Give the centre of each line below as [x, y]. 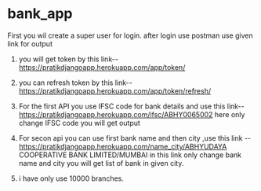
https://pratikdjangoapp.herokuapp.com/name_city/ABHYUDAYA [123, 146]
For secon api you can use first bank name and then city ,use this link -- [135, 138]
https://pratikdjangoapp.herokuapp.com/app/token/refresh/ [115, 90]
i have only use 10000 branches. [71, 178]
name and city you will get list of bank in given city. [101, 163]
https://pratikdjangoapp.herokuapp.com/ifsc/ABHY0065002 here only [132, 114]
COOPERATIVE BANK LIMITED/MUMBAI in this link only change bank [130, 155]
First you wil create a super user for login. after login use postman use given [130, 35]
